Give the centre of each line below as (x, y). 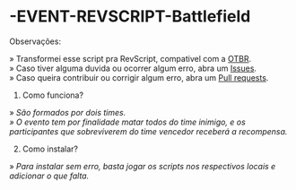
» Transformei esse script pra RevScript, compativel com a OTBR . (131, 58)
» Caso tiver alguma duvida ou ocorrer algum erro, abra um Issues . (133, 68)
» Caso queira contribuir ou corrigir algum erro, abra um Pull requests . (139, 77)
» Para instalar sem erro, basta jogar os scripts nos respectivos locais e (143, 166)
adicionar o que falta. (49, 176)
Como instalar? (50, 149)
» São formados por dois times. (68, 112)
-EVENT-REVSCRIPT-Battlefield (130, 17)
